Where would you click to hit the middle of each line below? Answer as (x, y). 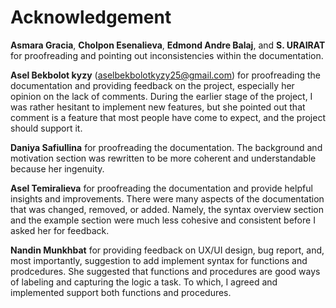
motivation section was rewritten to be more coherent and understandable (163, 158)
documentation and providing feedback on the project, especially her (152, 85)
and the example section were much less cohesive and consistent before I (163, 220)
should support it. (46, 128)
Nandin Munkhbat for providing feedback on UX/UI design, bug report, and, (167, 250)
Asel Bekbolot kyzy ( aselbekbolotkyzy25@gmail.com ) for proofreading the (165, 75)
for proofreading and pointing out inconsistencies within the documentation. (167, 55)
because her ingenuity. (57, 168)
